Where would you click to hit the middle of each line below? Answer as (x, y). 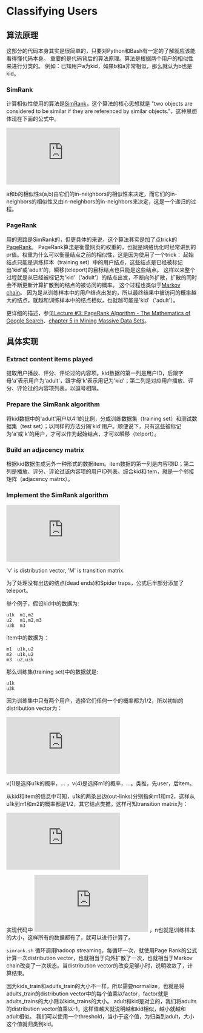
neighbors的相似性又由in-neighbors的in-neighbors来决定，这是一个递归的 (99, 202)
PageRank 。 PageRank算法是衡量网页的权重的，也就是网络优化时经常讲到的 (101, 247)
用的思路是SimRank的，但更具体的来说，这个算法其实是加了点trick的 (92, 239)
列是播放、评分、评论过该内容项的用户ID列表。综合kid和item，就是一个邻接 (100, 471)
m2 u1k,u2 (20, 655)
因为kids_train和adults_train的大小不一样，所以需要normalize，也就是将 (95, 986)
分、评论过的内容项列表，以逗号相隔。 (54, 388)
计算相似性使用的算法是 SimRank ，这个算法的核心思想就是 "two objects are (99, 104)
